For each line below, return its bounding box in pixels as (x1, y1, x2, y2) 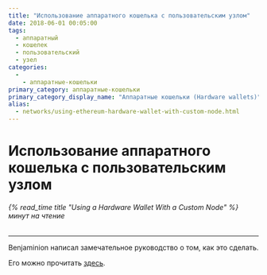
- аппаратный (15, 33, 59, 42)
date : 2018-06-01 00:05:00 (8, 19, 98, 27)
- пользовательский (15, 48, 80, 56)
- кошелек (15, 41, 48, 49)
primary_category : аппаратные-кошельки (8, 85, 141, 94)
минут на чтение (8, 211, 65, 220)
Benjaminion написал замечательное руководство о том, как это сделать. (8, 243, 259, 253)
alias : (8, 100, 30, 108)
